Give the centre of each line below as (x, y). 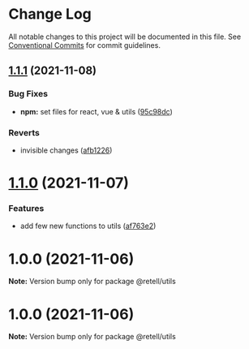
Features (26, 209)
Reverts (24, 132)
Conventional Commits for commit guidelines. (84, 45)
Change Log (50, 14)
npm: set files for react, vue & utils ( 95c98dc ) (96, 111)
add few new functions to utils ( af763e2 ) (88, 226)
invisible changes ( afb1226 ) (66, 150)
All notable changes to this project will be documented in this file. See (125, 37)
